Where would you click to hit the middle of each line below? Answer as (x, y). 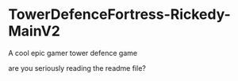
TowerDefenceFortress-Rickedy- (120, 15)
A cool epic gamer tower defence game (73, 53)
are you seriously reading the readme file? (77, 68)
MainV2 (35, 31)
